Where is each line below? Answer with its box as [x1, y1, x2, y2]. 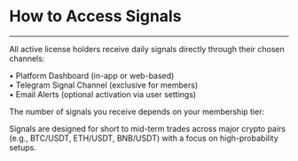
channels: [9, 53, 45, 64]
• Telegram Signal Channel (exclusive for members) [9, 80, 199, 90]
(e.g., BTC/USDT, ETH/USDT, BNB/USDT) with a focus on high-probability [9, 133, 279, 143]
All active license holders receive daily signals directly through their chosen [9, 43, 286, 54]
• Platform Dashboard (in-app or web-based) [9, 70, 175, 80]
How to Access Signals [9, 6, 182, 27]
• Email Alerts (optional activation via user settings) [9, 88, 197, 99]
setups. [9, 142, 37, 152]
